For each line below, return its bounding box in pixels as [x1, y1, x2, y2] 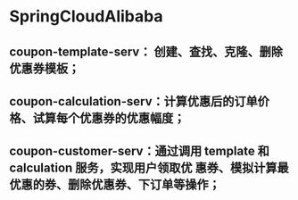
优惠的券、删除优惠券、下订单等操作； [9, 177, 220, 193]
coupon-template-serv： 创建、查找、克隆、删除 [9, 44, 284, 59]
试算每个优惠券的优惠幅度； [32, 110, 186, 126]
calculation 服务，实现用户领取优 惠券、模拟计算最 [9, 161, 290, 176]
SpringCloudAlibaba [9, 6, 163, 27]
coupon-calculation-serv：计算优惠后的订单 [9, 94, 258, 109]
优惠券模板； [9, 61, 80, 76]
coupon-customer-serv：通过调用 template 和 [9, 144, 270, 159]
